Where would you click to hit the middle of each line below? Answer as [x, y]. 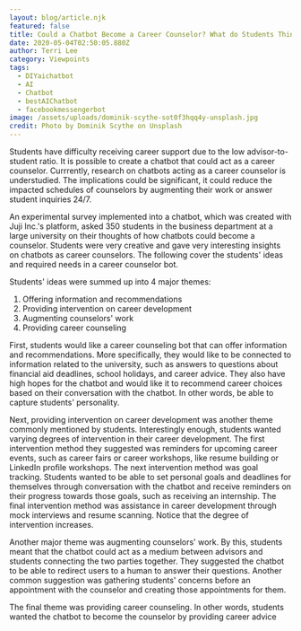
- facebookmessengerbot [61, 110]
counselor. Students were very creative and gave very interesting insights [145, 245]
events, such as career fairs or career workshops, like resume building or [144, 458]
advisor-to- [268, 152]
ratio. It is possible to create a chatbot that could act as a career [157, 161]
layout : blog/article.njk [57, 18]
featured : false [39, 26]
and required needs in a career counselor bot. [94, 264]
